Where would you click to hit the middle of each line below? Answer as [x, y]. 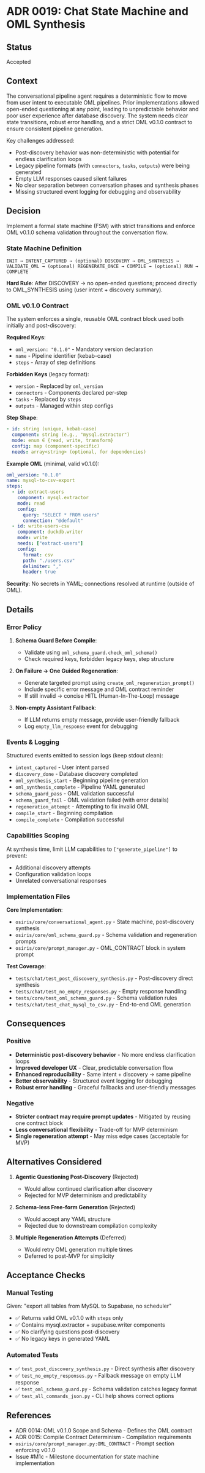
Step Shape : [22, 418]
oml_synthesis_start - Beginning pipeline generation [82, 780]
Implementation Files [38, 896]
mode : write [32, 538]
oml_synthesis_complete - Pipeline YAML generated [80, 787]
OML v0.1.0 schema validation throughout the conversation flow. [87, 232]
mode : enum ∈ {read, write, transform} [63, 440]
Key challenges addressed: [40, 140]
